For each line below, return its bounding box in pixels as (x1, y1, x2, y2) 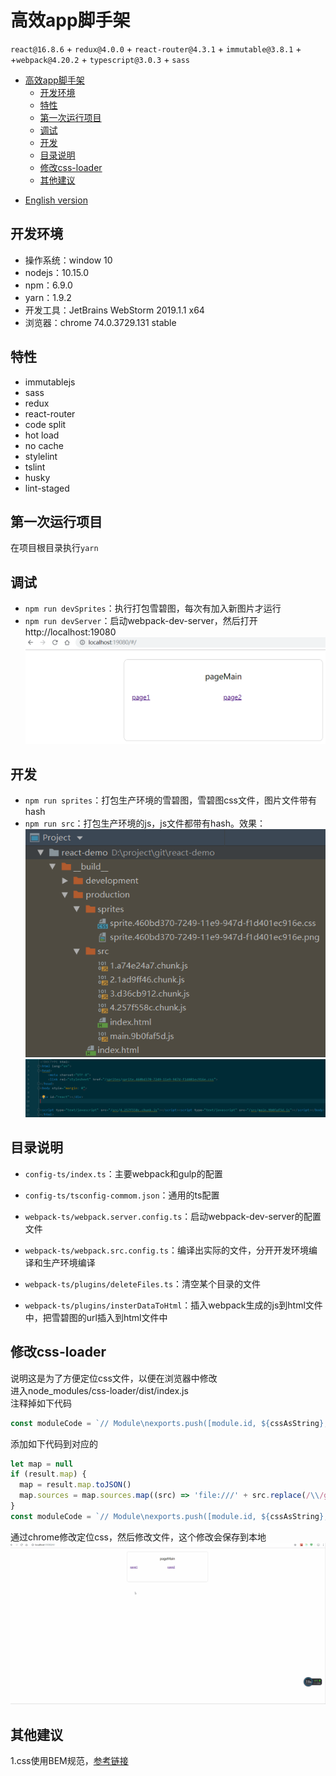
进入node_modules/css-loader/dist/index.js (10, 1384, 189, 1396)
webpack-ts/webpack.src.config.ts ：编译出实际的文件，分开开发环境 (24, 1244, 309, 1256)
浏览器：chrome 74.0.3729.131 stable (24, 316, 177, 328)
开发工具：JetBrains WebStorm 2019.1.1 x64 (24, 304, 205, 316)
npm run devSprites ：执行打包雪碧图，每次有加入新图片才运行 (24, 602, 282, 615)
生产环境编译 (42, 1256, 96, 1268)
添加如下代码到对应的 (10, 1437, 98, 1450)
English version (24, 194, 88, 206)
